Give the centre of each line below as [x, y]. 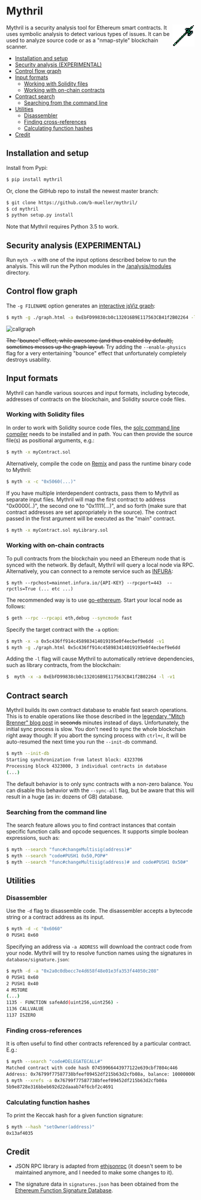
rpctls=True [21, 589]
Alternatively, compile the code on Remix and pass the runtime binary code [99, 463]
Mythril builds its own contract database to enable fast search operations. [97, 710]
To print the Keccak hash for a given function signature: [75, 1115]
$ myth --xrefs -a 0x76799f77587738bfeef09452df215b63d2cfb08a [87, 1080]
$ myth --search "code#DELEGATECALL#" [54, 1062]
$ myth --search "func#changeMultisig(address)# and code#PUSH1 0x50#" [97, 862]
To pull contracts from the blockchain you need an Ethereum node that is [96, 558]
